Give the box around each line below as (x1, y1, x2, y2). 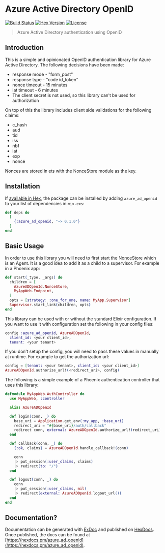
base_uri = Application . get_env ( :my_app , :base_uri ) (14, 418, 124, 424)
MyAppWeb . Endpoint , (14, 289, 54, 294)
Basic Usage (5, 242, 44, 250)
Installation (5, 182, 40, 190)
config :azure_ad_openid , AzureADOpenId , (5, 331, 91, 336)
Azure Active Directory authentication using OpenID (17, 29, 122, 35)
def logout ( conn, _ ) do (9, 477, 58, 482)
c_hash (12, 122, 27, 127)
